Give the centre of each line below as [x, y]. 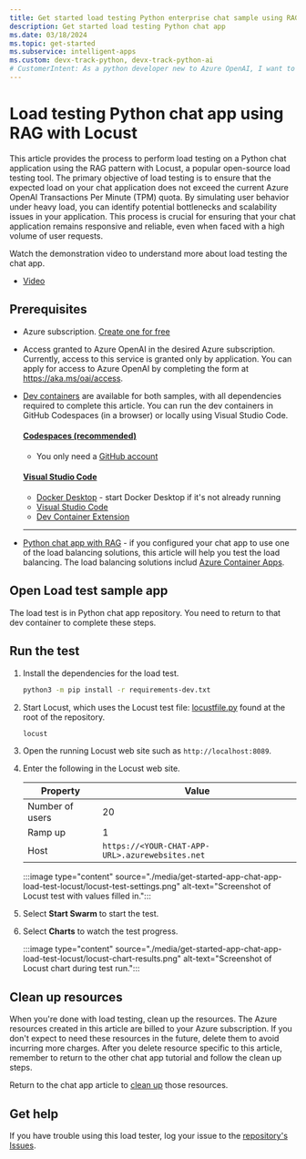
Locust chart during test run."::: [81, 969]
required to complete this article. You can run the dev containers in [148, 405]
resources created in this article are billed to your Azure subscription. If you [151, 1029]
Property [60, 791]
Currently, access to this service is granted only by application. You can [157, 359]
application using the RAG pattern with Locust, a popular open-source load [150, 168]
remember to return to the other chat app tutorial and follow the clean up [146, 1058]
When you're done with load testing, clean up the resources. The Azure [143, 1019]
